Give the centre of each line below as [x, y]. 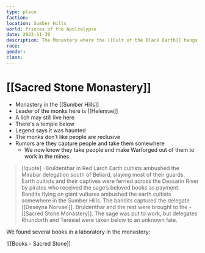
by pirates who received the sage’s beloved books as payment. [100, 187]
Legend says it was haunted [51, 130]
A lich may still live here [45, 117]
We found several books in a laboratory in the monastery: [78, 232]
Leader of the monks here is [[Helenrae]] [67, 111]
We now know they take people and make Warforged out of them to [109, 149]
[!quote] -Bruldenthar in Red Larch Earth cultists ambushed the [100, 168]
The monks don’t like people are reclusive [68, 137]
